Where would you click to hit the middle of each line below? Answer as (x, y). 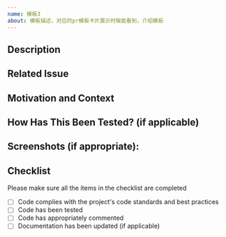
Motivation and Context (61, 98)
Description (34, 50)
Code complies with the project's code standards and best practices (118, 202)
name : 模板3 (24, 14)
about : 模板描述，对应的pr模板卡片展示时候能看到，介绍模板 (86, 21)
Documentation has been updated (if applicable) (89, 226)
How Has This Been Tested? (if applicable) (103, 122)
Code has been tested (50, 210)
